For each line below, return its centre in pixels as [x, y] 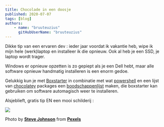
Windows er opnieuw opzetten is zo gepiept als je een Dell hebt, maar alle [80, 66]
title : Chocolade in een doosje [38, 10]
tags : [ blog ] [18, 19]
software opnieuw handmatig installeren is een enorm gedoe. [67, 71]
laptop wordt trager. [25, 56]
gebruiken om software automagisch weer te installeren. [62, 91]
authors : [14, 23]
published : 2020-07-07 [28, 14]
